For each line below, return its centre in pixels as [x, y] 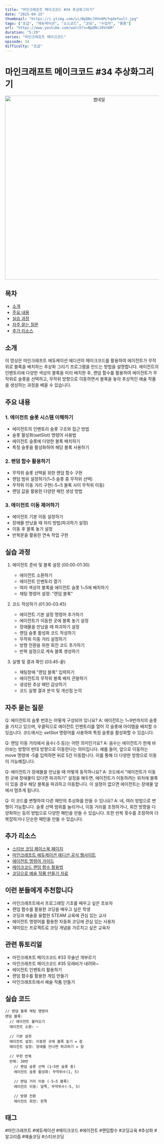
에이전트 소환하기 [36, 575]
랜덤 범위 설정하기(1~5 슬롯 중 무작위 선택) [52, 479]
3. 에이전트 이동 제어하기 [32, 505]
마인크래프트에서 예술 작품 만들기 [43, 982]
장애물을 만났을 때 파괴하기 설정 [49, 627]
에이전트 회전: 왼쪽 [31, 1102]
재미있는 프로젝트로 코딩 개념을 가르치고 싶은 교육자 [61, 928]
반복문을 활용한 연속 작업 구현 [40, 535]
